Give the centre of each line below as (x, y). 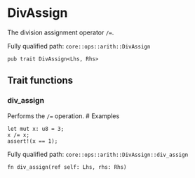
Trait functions (40, 81)
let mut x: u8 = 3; (36, 129)
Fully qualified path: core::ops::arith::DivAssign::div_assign (98, 154)
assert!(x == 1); (33, 141)
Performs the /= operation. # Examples (63, 116)
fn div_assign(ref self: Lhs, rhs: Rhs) (67, 167)
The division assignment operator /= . (61, 32)
